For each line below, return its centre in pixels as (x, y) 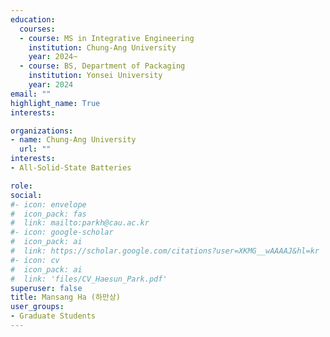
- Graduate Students (53, 316)
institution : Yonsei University (95, 76)
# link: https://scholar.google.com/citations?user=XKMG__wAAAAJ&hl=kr (165, 251)
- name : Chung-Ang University (73, 140)
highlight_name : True (55, 103)
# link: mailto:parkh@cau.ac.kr (80, 223)
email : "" (31, 94)
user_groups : (37, 307)
